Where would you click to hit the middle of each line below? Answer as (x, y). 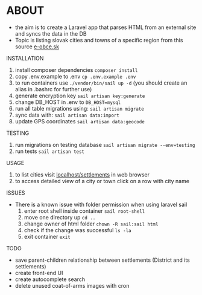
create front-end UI (39, 273)
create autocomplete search (50, 279)
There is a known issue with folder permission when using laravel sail (101, 204)
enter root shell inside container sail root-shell (84, 211)
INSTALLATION (25, 58)
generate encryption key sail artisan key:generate (80, 96)
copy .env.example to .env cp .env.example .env (75, 76)
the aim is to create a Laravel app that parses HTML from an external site (106, 27)
